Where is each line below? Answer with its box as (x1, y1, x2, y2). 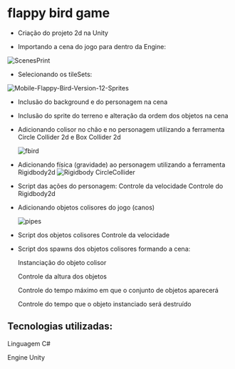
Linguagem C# (7, 339, 51, 348)
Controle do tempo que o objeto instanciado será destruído (17, 299, 192, 308)
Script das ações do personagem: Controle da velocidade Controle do (17, 182, 224, 190)
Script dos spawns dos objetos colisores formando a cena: (17, 244, 191, 253)
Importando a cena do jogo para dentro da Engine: (17, 42, 166, 51)
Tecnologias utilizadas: (7, 321, 113, 333)
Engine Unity (7, 353, 45, 361)
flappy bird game (7, 5, 110, 21)
